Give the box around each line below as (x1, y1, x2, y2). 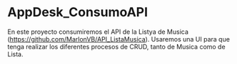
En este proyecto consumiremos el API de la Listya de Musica (7, 27, 189, 36)
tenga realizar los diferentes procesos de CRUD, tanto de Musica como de (7, 42, 226, 51)
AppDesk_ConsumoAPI (7, 4, 148, 20)
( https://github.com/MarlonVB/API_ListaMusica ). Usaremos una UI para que (7, 34, 231, 43)
